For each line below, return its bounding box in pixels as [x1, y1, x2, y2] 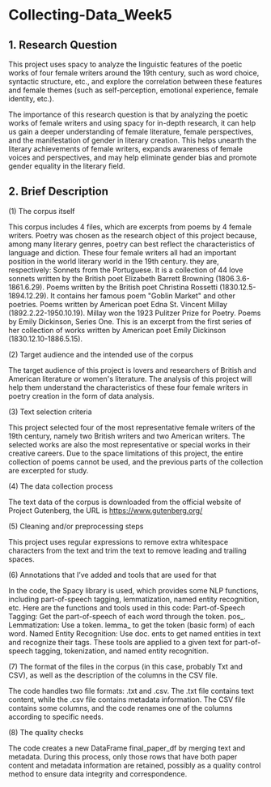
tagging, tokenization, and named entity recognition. [35, 646, 209, 656]
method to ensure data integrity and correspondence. [8, 768, 188, 779]
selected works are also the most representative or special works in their [8, 439, 251, 449]
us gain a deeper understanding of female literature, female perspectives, [8, 127, 254, 136]
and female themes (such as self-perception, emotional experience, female [8, 85, 259, 95]
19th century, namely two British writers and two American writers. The [8, 431, 245, 441]
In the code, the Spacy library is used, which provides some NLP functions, [8, 585, 259, 595]
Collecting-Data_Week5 [8, 6, 172, 24]
